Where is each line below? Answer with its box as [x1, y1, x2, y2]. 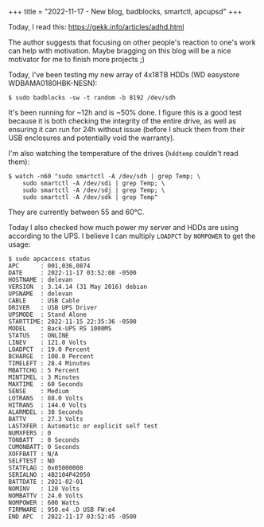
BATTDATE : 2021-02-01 [8, 478, 83, 486]
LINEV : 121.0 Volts [8, 338, 87, 346]
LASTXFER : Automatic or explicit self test [8, 422, 158, 430]
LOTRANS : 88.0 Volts [8, 394, 83, 402]
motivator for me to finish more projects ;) [8, 55, 146, 64]
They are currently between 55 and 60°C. [8, 207, 145, 217]
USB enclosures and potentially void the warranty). [8, 133, 175, 142]
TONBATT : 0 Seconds [8, 436, 80, 444]
